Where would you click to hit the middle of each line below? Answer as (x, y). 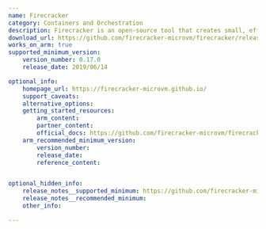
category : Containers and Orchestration (76, 23)
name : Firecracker (38, 15)
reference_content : (69, 162)
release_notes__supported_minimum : (81, 191)
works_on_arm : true (40, 45)
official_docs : (62, 133)
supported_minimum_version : (55, 52)
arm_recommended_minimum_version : (79, 140)
